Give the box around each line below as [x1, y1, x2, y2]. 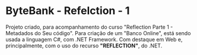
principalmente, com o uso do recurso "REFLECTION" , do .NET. [5, 42, 163, 49]
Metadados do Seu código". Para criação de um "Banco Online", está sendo [5, 29, 191, 36]
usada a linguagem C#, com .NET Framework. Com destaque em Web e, [5, 36, 183, 43]
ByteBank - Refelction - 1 [5, 4, 130, 18]
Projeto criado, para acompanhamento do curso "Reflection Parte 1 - [5, 23, 173, 30]
